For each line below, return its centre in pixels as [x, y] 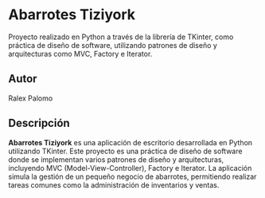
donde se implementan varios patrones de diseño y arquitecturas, [116, 159]
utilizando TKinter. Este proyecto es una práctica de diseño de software [125, 151]
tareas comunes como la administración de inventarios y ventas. [114, 184]
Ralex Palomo [31, 98]
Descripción [39, 123]
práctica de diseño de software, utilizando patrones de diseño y [113, 45]
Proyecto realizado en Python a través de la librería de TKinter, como [121, 37]
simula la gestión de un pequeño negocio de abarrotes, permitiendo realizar [132, 176]
